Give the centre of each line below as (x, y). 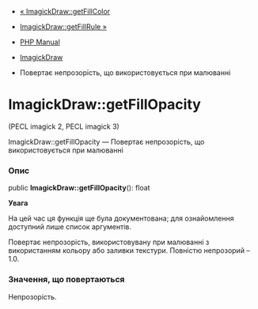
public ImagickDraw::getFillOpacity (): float (79, 188)
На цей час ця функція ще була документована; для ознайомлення (121, 219)
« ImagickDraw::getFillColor (65, 11)
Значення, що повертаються (66, 280)
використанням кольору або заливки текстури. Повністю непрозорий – (129, 251)
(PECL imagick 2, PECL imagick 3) (64, 126)
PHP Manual (40, 42)
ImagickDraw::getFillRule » (63, 26)
